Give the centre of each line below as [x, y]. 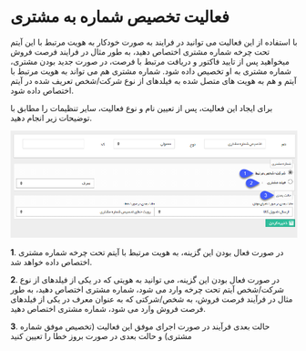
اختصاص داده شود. [42, 90]
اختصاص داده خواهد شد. [51, 263]
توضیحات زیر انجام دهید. [51, 118]
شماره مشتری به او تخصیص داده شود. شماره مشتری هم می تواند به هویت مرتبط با [151, 71]
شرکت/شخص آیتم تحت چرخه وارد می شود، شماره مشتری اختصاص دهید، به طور [148, 290]
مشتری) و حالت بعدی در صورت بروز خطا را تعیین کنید [101, 336]
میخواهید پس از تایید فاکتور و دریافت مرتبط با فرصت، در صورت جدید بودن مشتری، [150, 61]
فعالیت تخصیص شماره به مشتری [120, 17]
